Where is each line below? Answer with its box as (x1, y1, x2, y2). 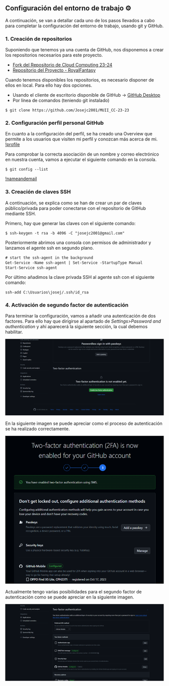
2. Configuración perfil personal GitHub (5, 119, 104, 126)
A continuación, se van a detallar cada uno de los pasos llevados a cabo (5, 17, 155, 23)
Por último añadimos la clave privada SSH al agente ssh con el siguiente (5, 274, 155, 280)
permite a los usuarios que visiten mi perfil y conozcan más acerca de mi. (5, 136, 158, 142)
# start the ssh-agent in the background (5, 255, 94, 260)
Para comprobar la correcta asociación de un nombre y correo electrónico (5, 151, 159, 158)
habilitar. (5, 329, 23, 335)
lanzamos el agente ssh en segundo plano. (5, 245, 94, 251)
